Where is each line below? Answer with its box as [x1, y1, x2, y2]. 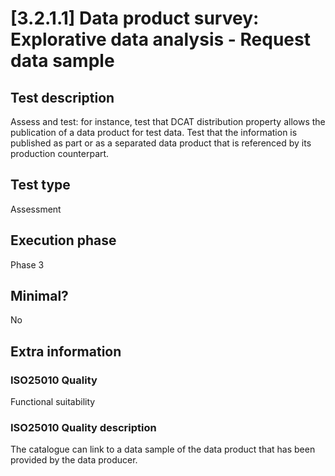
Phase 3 [10, 258, 45, 271]
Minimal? [10, 288, 69, 305]
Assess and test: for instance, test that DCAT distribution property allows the [10, 116, 326, 127]
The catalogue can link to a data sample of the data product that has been [10, 443, 316, 456]
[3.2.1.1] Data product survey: [10, 7, 260, 30]
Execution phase [10, 232, 117, 249]
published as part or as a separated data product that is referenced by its [10, 137, 312, 149]
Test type [10, 177, 71, 194]
